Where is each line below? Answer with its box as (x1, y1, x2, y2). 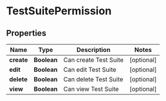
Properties (6, 28, 47, 38)
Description (76, 46, 110, 54)
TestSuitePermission (6, 4, 112, 18)
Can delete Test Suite (63, 75, 124, 83)
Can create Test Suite (63, 56, 124, 64)
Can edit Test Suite (63, 66, 116, 74)
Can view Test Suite (63, 85, 119, 93)
